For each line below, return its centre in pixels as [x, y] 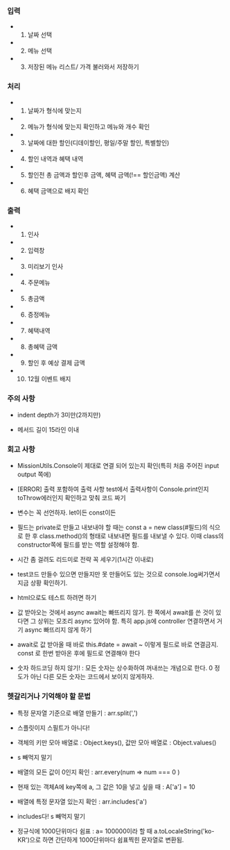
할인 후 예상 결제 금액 [56, 362]
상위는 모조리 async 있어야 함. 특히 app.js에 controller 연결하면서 [126, 621]
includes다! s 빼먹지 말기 [51, 816]
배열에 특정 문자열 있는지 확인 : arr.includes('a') [82, 801]
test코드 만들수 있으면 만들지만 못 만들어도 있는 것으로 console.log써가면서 [118, 574]
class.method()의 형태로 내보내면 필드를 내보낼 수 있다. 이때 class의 [131, 536]
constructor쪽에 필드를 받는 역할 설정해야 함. [78, 545]
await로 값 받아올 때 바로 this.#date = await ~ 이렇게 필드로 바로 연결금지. [118, 644]
